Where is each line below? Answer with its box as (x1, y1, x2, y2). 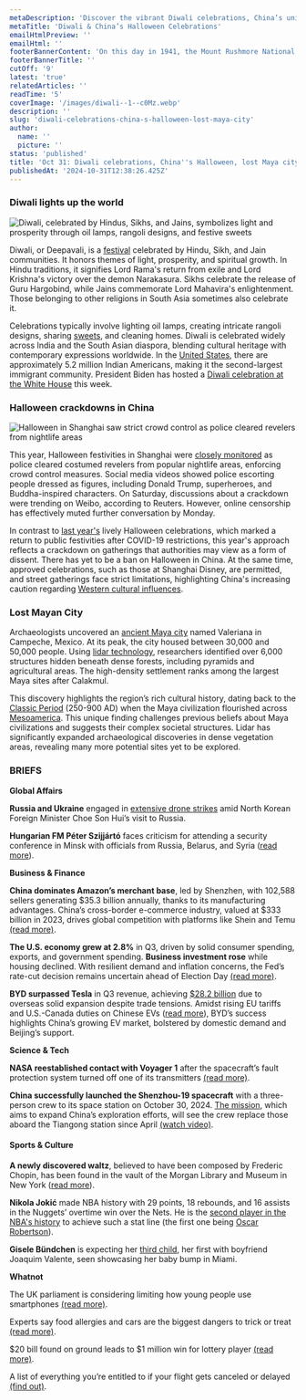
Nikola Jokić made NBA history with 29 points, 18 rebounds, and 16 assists (9, 1196, 291, 1207)
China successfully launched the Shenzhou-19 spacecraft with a (9, 1090, 259, 1101)
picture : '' (17, 141, 64, 150)
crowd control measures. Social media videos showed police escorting (9, 468, 275, 479)
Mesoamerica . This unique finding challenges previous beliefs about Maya (9, 713, 289, 724)
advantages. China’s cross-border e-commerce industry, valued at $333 (9, 904, 281, 915)
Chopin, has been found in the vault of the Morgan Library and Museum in (9, 1169, 288, 1180)
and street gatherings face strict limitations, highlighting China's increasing (9, 573, 291, 584)
